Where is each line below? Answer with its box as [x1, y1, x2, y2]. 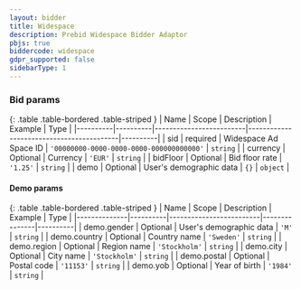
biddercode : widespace [9, 47, 95, 56]
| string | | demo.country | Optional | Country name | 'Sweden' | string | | [9, 231, 282, 242]
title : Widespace [9, 22, 75, 31]
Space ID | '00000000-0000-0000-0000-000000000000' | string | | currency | [9, 143, 287, 154]
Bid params [9, 93, 61, 106]
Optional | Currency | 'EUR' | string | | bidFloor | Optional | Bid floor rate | [9, 153, 283, 163]
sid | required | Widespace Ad [166, 133, 278, 144]
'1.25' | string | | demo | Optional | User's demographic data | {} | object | [9, 162, 290, 172]
